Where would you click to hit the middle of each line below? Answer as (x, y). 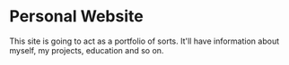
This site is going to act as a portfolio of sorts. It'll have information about (144, 41)
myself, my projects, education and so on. (87, 50)
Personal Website (76, 16)
